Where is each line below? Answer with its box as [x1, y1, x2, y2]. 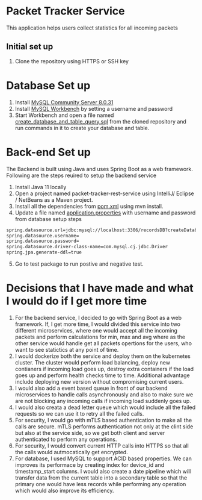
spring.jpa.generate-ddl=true [6, 249, 82, 255]
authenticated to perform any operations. [14, 436, 117, 443]
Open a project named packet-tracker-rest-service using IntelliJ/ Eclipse [14, 190, 194, 197]
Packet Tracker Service [6, 4, 125, 18]
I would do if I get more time [6, 294, 147, 308]
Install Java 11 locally [14, 183, 67, 190]
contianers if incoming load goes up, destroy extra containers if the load [14, 365, 194, 372]
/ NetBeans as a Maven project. [14, 196, 93, 203]
